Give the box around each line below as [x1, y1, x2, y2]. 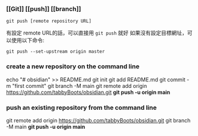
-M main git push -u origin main [6, 123, 86, 130]
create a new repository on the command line [6, 62, 140, 71]
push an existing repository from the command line [6, 103, 157, 112]
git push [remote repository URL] [6, 18, 92, 24]
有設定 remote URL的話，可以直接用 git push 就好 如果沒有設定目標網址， [6, 29, 187, 37]
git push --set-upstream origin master [6, 49, 105, 55]
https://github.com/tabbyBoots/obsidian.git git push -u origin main [6, 88, 171, 96]
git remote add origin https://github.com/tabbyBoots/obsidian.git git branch [6, 116, 191, 124]
